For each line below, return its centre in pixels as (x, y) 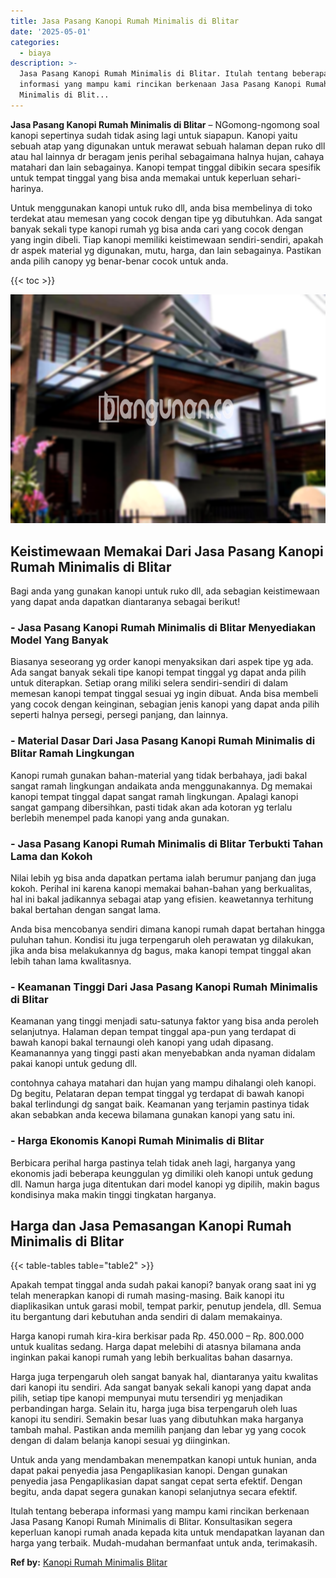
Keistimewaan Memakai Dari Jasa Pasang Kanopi (167, 551)
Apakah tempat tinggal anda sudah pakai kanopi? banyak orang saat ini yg (163, 1285)
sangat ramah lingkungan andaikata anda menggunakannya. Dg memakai (161, 786)
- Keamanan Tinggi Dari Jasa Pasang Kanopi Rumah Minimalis (164, 987)
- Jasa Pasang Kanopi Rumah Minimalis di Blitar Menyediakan (163, 628)
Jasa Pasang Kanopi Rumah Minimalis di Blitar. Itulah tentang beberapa (174, 74)
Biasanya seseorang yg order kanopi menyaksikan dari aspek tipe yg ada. (162, 662)
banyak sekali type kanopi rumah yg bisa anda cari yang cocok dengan (157, 229)
